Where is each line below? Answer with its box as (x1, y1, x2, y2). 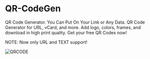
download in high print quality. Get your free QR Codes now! (5, 29, 127, 35)
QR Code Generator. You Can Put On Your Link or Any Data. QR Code (5, 19, 145, 25)
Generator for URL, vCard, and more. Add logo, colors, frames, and (5, 24, 141, 30)
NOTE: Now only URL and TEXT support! (5, 39, 88, 45)
